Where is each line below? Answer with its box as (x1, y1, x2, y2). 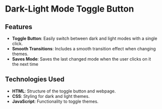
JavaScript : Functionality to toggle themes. (12, 98, 99, 104)
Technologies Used (5, 75, 64, 83)
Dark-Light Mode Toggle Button (5, 3, 134, 15)
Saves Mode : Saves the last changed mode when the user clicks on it (12, 56, 151, 62)
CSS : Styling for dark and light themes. (12, 93, 90, 99)
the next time (12, 62, 39, 67)
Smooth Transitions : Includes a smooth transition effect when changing (12, 46, 156, 51)
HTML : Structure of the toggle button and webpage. (12, 88, 116, 94)
